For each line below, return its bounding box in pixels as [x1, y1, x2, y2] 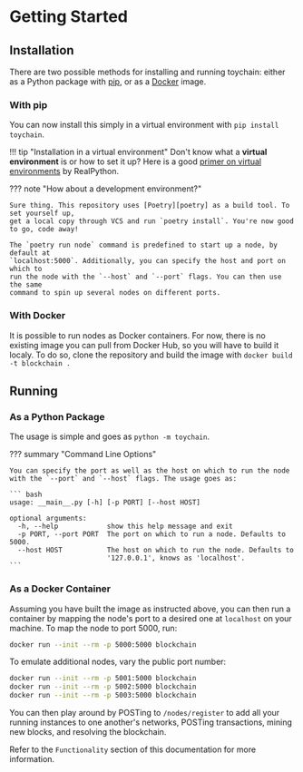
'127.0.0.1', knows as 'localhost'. [106, 553, 246, 563]
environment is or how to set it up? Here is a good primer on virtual [9, 156, 261, 167]
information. [9, 754, 55, 765]
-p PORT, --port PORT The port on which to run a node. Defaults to [17, 530, 286, 539]
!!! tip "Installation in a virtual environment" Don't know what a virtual [9, 147, 268, 158]
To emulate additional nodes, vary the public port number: [9, 656, 227, 668]
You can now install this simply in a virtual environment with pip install [9, 120, 279, 131]
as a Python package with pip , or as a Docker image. [9, 76, 207, 87]
